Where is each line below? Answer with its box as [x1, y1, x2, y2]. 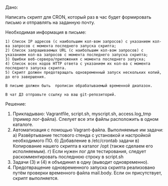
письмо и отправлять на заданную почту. [5, 20, 95, 25]
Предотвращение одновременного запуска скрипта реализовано [12, 164, 155, 170]
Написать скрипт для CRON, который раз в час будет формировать [5, 14, 152, 20]
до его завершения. [5, 74, 47, 79]
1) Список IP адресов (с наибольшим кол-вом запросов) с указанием [5, 39, 151, 44]
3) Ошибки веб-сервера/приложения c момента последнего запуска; [5, 57, 146, 62]
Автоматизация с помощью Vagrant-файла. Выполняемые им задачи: [12, 127, 163, 133]
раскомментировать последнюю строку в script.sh [12, 154, 124, 160]
